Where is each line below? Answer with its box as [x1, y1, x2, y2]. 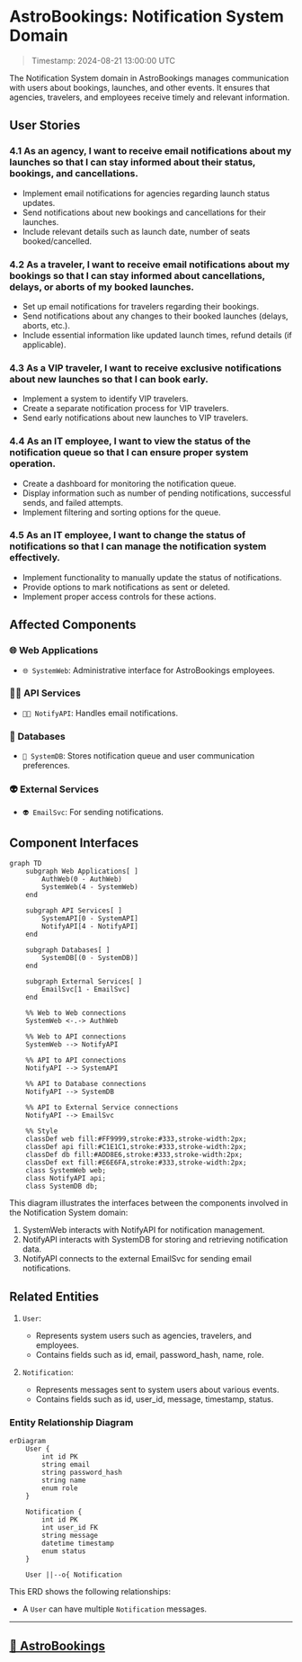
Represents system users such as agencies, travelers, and [35, 1330, 252, 1342]
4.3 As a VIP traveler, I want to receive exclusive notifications [9, 362, 282, 374]
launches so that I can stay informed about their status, [9, 156, 256, 168]
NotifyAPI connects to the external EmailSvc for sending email [22, 1253, 252, 1264]
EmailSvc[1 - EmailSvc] [41, 985, 130, 994]
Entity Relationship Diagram [9, 1415, 134, 1428]
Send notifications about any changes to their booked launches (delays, [22, 310, 289, 321]
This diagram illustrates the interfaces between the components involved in [9, 1198, 289, 1208]
